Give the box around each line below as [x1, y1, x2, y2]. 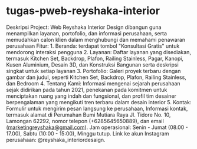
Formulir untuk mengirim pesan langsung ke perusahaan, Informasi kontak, [6, 105, 188, 112]
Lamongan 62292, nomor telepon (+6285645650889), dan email [6, 117, 164, 124]
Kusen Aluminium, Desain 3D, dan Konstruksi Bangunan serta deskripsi [6, 61, 179, 68]
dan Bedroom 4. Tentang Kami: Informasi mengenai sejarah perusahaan [6, 80, 181, 87]
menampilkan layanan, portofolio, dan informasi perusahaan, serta [6, 29, 167, 37]
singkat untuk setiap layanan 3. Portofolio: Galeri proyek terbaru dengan [6, 67, 181, 74]
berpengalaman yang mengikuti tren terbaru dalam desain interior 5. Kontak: [6, 98, 192, 105]
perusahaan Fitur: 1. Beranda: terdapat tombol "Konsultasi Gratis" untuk [6, 42, 180, 49]
